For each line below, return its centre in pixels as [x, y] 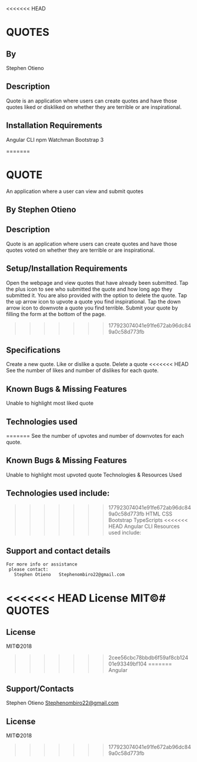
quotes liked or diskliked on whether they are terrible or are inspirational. [94, 107]
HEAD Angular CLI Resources [144, 526]
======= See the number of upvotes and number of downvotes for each [95, 436]
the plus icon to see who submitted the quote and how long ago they [89, 289]
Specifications [33, 350]
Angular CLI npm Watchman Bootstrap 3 [55, 139]
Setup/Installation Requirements [67, 269]
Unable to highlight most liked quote [50, 403]
